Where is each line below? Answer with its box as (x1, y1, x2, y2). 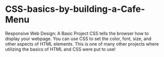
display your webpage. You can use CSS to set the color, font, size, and (5, 36, 152, 42)
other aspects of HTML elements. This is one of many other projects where (5, 41, 159, 47)
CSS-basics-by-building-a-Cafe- (5, 3, 145, 15)
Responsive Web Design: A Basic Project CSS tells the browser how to (5, 30, 149, 36)
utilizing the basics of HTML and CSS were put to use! (5, 46, 116, 52)
